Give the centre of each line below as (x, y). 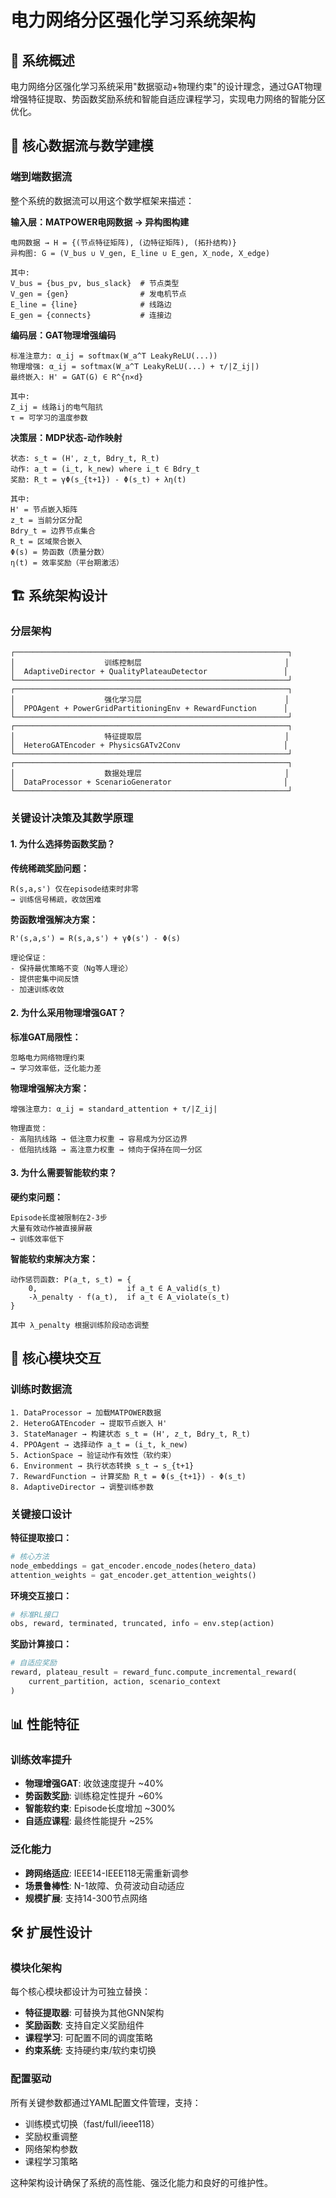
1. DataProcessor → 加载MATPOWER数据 (86, 1412)
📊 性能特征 (45, 1724)
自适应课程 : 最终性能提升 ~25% (89, 1821)
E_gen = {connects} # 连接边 (91, 315)
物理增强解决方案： (50, 1088)
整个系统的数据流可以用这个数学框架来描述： (102, 200)
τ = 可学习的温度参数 (49, 417)
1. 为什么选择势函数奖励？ (63, 843)
